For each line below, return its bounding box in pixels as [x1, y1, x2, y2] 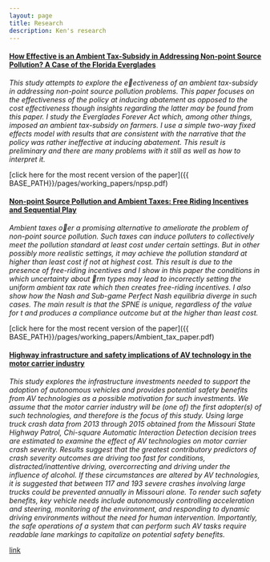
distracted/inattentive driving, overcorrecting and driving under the [9, 461, 231, 471]
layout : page [9, 11, 53, 20]
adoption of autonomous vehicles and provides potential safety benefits [9, 385, 248, 395]
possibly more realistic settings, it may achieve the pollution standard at [9, 248, 248, 258]
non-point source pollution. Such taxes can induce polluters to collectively [9, 231, 255, 241]
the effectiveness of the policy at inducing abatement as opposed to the [9, 94, 248, 104]
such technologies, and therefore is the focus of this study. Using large [9, 410, 244, 420]
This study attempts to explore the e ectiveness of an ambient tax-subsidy [9, 78, 258, 87]
